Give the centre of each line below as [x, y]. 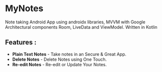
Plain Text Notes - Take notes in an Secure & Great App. [69, 54]
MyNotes [24, 9]
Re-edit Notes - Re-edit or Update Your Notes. [59, 64]
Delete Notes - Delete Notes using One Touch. [59, 59]
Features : [21, 43]
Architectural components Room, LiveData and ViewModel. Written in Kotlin [81, 27]
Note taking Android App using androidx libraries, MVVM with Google [75, 22]
